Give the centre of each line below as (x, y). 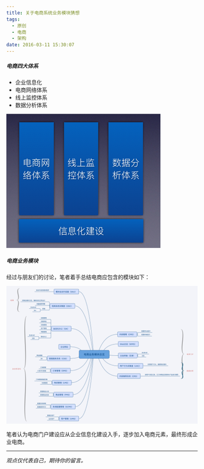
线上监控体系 (31, 97)
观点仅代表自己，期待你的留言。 (46, 460)
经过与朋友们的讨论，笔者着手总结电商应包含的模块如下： (78, 277)
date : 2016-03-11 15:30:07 (40, 45)
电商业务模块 (22, 261)
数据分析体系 (31, 105)
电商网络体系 (31, 90)
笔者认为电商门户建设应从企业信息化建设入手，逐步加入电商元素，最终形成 (99, 434)
